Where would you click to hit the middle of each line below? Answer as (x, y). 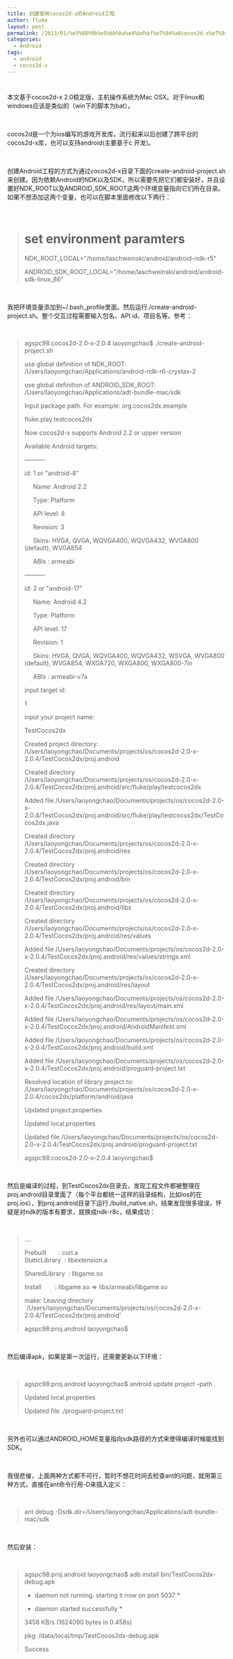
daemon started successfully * (78, 1608)
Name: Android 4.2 (60, 602)
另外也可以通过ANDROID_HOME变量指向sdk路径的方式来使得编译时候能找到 (116, 1438)
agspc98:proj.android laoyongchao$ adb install (92, 1574)
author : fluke (28, 20)
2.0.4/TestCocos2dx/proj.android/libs (78, 907)
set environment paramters (104, 239)
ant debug (39, 1512)
